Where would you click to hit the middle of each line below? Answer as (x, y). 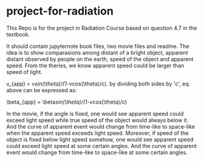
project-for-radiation (60, 11)
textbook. (18, 34)
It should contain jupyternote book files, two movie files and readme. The (98, 46)
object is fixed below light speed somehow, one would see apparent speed (100, 139)
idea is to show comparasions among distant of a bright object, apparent (97, 52)
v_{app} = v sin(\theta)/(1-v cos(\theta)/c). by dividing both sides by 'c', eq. (98, 84)
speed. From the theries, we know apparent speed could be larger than (95, 66)
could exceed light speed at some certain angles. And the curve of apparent (101, 146)
